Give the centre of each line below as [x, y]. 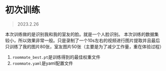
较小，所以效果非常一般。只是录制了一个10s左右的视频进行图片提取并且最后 [83, 40]
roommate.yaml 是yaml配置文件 [43, 63]
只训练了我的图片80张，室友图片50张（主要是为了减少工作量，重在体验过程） [84, 46]
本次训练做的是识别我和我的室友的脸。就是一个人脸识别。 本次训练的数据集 [82, 34]
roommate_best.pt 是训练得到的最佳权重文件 [56, 57]
